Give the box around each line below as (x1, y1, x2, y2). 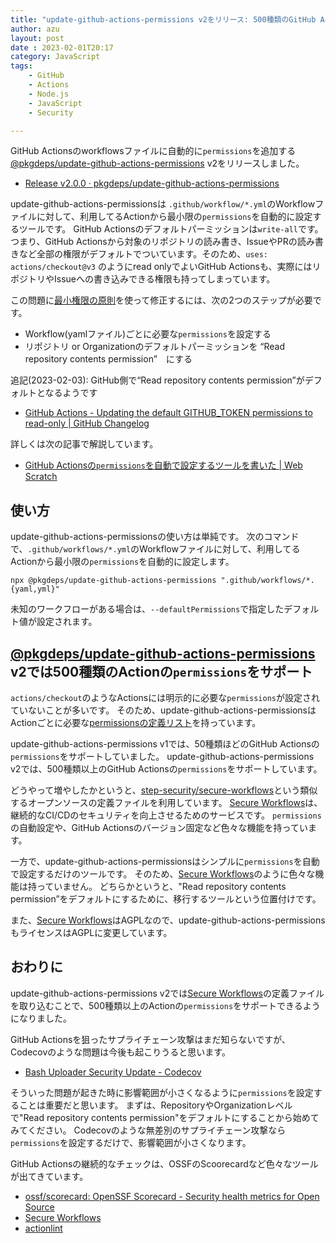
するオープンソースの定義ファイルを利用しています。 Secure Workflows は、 (10, 797, 323, 808)
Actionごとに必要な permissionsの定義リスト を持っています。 (10, 717, 262, 728)
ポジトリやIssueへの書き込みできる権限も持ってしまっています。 (10, 273, 276, 285)
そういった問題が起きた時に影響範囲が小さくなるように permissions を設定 (10, 1086, 314, 1098)
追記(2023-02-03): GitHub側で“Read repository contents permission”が (10, 374, 305, 386)
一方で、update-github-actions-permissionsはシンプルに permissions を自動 (10, 856, 320, 867)
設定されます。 (36, 616, 98, 628)
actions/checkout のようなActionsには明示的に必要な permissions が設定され (10, 692, 320, 703)
